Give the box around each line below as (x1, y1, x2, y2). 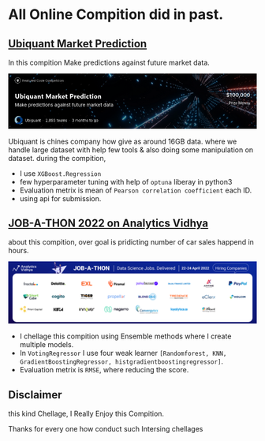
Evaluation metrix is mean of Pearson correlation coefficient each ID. (19, 185, 252, 195)
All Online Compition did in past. (8, 6, 224, 24)
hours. (8, 246, 29, 256)
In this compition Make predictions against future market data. (8, 58, 211, 67)
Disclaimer (8, 388, 62, 402)
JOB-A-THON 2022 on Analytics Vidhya (8, 217, 209, 230)
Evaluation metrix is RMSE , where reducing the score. (19, 365, 189, 375)
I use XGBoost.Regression (19, 168, 102, 178)
